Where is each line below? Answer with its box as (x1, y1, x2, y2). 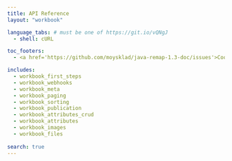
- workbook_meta (13, 85, 60, 93)
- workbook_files (13, 130, 64, 138)
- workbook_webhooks (13, 79, 72, 86)
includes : (7, 67, 36, 74)
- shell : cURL (13, 35, 54, 42)
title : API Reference (7, 10, 70, 17)
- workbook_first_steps (13, 73, 81, 80)
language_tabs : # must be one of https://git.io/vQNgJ (7, 29, 168, 36)
